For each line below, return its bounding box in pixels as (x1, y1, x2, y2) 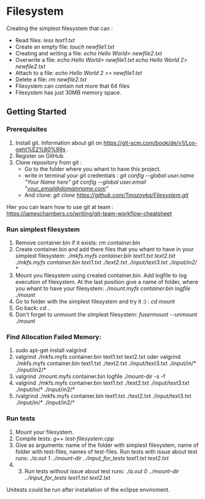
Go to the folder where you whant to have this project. (24, 165, 161, 173)
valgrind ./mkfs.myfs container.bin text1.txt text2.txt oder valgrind (15, 353, 181, 361)
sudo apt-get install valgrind (15, 347, 87, 354)
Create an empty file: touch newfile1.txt (15, 43, 115, 50)
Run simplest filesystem (6, 225, 80, 234)
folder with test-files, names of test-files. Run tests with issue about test (15, 447, 198, 455)
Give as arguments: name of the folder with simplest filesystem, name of (15, 441, 199, 449)
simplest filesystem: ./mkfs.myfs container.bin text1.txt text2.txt (15, 252, 176, 259)
